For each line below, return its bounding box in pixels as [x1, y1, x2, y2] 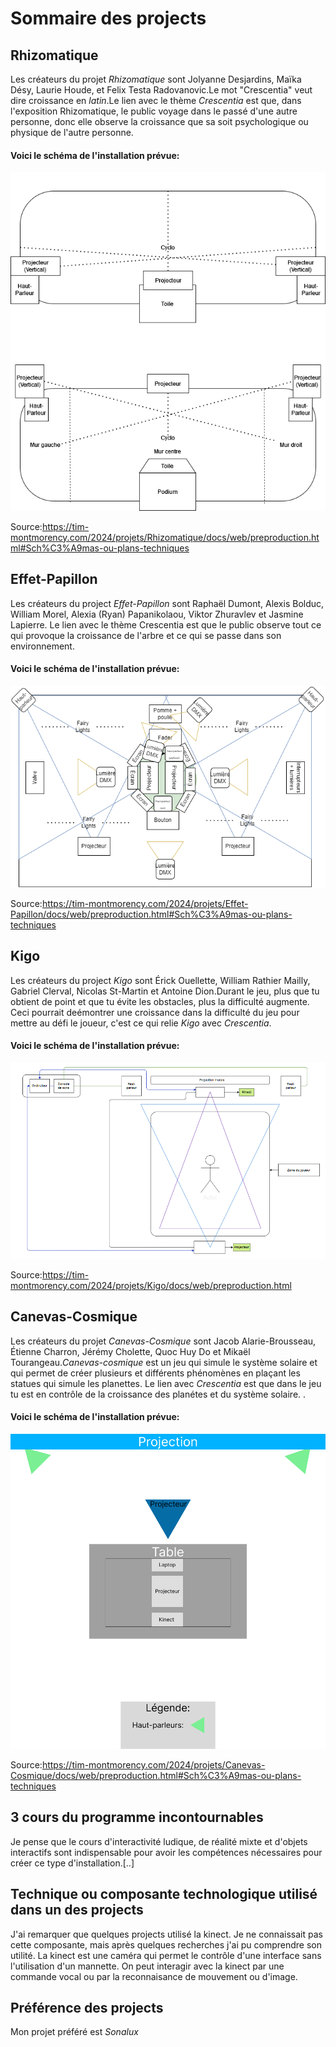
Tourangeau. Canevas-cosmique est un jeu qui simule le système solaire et [10, 1356, 318, 1368]
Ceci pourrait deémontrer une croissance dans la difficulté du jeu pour [10, 1006, 300, 1018]
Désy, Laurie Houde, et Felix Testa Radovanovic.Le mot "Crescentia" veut [10, 84, 313, 96]
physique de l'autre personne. [10, 127, 134, 138]
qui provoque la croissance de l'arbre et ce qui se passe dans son [10, 629, 282, 641]
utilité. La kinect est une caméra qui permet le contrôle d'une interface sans [10, 1949, 322, 1961]
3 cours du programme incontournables [10, 1809, 264, 1826]
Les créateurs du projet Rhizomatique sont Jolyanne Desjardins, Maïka [10, 73, 302, 85]
